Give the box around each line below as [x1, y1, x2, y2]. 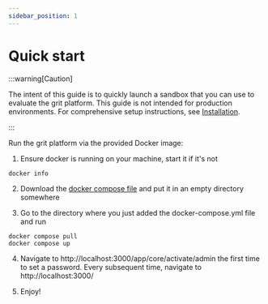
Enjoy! [19, 286, 41, 296]
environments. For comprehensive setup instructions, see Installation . [8, 106, 240, 116]
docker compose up [8, 239, 70, 247]
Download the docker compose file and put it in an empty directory [19, 183, 245, 193]
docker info [8, 169, 49, 178]
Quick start [8, 46, 85, 65]
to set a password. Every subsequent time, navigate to [19, 262, 202, 272]
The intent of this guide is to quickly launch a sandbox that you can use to [8, 89, 255, 99]
